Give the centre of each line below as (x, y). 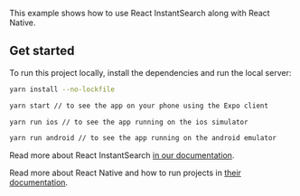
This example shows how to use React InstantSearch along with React (140, 13)
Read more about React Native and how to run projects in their (126, 173)
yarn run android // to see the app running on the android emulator (143, 138)
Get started (42, 51)
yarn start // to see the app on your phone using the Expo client (139, 106)
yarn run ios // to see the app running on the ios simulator (129, 122)
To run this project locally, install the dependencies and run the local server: (150, 72)
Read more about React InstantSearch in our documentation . (122, 155)
